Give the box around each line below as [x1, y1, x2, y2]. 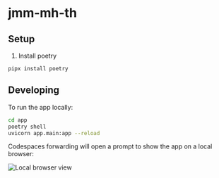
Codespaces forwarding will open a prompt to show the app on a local [8, 142, 213, 151]
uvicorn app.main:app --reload [8, 129, 100, 136]
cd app [8, 116, 28, 124]
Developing [8, 84, 59, 96]
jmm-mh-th [8, 5, 77, 21]
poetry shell [8, 123, 47, 130]
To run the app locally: [8, 103, 73, 111]
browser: [8, 150, 35, 158]
